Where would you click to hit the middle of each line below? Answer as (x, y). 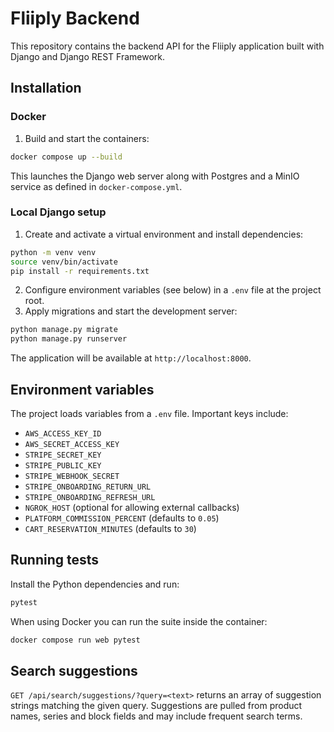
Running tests (55, 560)
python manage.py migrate (64, 330)
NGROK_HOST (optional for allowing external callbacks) (132, 507)
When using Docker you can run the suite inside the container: (139, 621)
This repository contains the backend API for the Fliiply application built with (167, 46)
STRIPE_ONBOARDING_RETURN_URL (88, 487)
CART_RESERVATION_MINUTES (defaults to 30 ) (110, 528)
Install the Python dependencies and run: (95, 584)
